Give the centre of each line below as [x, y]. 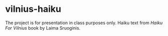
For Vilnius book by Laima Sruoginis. [43, 28]
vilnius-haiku [33, 9]
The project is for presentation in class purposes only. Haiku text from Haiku [84, 23]
